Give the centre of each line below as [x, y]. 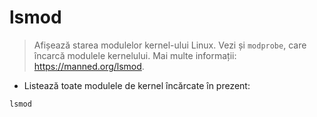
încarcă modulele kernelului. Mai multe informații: [135, 55]
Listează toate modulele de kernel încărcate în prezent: [137, 85]
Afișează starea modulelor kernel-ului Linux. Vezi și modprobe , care [170, 45]
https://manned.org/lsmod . [89, 66]
